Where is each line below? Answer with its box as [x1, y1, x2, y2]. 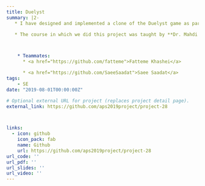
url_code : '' [6, 153, 40, 159]
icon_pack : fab [17, 137, 56, 143]
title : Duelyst [6, 9, 45, 15]
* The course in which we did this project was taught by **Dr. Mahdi [14, 31, 198, 37]
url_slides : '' [6, 165, 45, 171]
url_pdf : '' [6, 159, 37, 165]
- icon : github [12, 131, 51, 137]
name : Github [17, 142, 51, 148]
